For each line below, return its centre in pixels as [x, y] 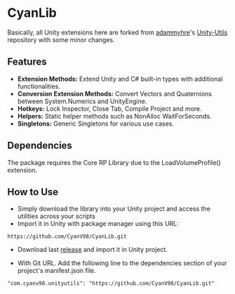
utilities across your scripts [56, 216]
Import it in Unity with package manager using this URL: [98, 224]
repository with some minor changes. [61, 39]
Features [27, 62]
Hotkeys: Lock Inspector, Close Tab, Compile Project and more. [109, 108]
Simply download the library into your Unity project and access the [114, 209]
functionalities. [39, 86]
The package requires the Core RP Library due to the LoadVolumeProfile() [114, 162]
